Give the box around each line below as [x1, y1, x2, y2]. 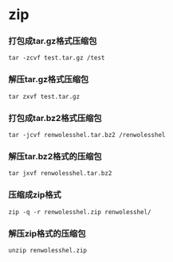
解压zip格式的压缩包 [8, 228, 86, 239]
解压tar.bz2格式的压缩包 [8, 151, 102, 162]
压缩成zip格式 [8, 190, 61, 201]
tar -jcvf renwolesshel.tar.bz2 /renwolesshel [8, 131, 166, 139]
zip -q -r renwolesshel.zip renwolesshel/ [8, 208, 151, 216]
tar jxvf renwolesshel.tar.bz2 [8, 170, 112, 178]
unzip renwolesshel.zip [8, 246, 88, 254]
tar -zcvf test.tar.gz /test [8, 54, 105, 62]
